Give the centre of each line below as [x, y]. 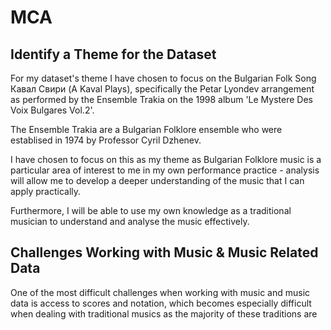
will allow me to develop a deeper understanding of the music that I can [157, 180]
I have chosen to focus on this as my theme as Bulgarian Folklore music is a [166, 159]
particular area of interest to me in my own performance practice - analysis [165, 170]
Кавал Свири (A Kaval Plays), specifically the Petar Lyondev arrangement [162, 89]
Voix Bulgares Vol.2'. [52, 110]
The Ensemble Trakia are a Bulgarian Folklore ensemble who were [146, 129]
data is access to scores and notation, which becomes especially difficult [161, 303]
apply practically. [46, 191]
